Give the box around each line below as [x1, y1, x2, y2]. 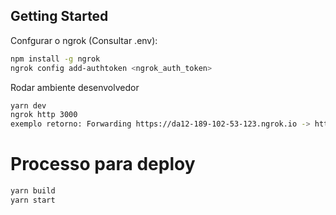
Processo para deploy [10, 153, 196, 176]
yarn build [10, 186, 56, 196]
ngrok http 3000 [10, 110, 78, 120]
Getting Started [10, 8, 109, 25]
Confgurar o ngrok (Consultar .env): [10, 34, 158, 46]
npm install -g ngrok [10, 54, 101, 64]
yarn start [10, 195, 56, 205]
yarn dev [10, 100, 47, 111]
